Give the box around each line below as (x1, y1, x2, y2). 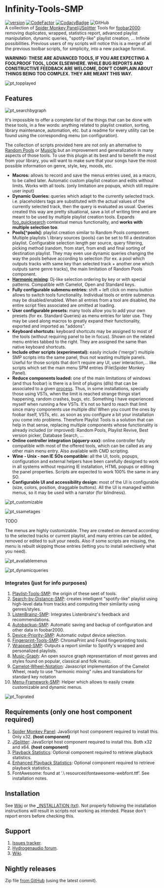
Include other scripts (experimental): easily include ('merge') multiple (12, 349, 155, 355)
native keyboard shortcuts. (12, 344, 66, 350)
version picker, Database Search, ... (12, 432, 84, 438)
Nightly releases (5, 865, 56, 873)
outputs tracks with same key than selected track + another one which (12, 260, 154, 266)
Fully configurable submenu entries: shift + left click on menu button (12, 286, 153, 292)
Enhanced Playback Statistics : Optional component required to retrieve (12, 760, 155, 766)
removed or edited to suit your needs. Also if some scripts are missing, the (5, 537, 155, 544)
